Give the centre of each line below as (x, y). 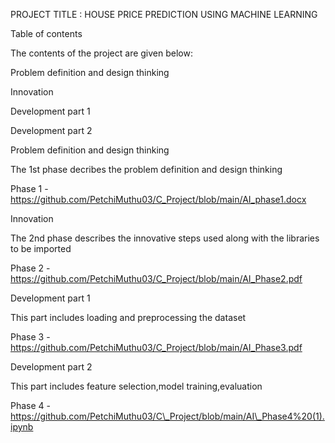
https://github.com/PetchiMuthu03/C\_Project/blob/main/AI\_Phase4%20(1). (167, 416)
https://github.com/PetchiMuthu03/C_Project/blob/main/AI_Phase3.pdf (156, 347)
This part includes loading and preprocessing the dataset (128, 317)
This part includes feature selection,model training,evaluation (136, 386)
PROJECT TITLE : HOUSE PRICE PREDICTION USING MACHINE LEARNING (164, 14)
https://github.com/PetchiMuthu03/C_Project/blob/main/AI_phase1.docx (158, 199)
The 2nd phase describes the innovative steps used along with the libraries (165, 238)
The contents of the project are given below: (101, 53)
